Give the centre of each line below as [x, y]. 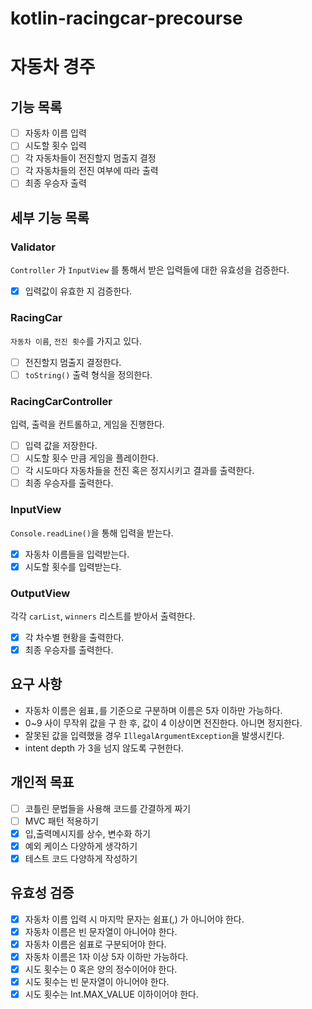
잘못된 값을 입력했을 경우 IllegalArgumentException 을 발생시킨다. [154, 735]
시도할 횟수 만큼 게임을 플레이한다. [91, 458]
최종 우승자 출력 [55, 183]
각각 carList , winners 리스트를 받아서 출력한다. [103, 616]
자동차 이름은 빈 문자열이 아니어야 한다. [101, 931]
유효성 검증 [42, 893]
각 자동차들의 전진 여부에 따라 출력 [91, 171]
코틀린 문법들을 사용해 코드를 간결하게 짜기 [108, 808]
